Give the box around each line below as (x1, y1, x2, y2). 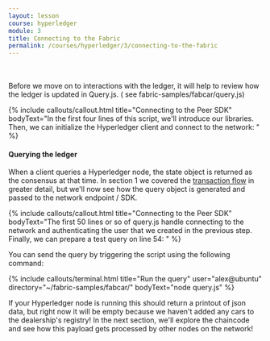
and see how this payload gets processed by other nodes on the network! (8, 324, 254, 334)
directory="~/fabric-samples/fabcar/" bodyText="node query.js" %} (8, 283, 235, 293)
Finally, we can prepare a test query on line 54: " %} (8, 235, 181, 244)
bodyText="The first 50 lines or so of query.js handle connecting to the (8, 217, 244, 227)
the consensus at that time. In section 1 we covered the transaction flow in (8, 176, 255, 185)
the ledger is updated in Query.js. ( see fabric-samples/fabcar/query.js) (8, 89, 245, 99)
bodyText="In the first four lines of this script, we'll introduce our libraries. (8, 114, 254, 123)
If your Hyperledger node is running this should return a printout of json (8, 298, 246, 308)
